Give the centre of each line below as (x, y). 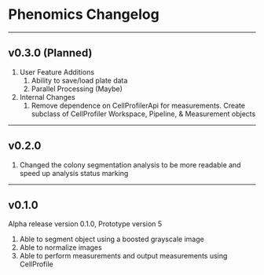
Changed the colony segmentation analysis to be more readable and (130, 165)
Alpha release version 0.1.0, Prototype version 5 (85, 224)
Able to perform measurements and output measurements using (123, 256)
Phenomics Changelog (84, 15)
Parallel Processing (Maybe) (77, 89)
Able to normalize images (60, 247)
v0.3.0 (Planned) (50, 53)
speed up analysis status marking (74, 173)
